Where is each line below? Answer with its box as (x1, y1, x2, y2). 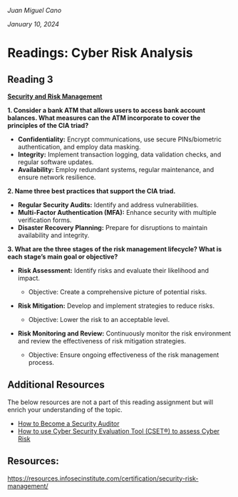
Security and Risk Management (7, 92, 103, 101)
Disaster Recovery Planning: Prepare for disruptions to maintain (17, 224, 208, 231)
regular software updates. (17, 158, 94, 166)
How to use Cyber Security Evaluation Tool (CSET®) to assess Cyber (17, 426, 220, 435)
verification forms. (17, 216, 72, 224)
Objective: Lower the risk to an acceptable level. (28, 316, 170, 323)
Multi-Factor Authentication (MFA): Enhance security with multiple (17, 209, 217, 216)
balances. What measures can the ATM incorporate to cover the (7, 114, 201, 122)
